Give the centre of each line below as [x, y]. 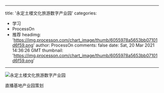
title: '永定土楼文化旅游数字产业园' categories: [51, 13]
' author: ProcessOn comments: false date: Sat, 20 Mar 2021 [94, 45]
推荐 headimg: [27, 35]
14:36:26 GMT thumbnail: [38, 50]
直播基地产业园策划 [24, 85]
